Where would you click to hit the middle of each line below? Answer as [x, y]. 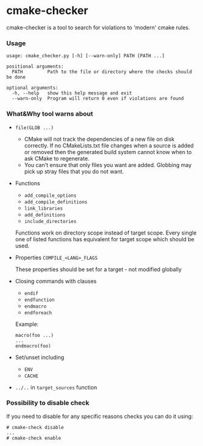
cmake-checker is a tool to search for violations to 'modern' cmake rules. [98, 27]
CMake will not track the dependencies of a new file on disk [99, 139]
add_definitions [45, 215]
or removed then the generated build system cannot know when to [108, 152]
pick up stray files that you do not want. [74, 171]
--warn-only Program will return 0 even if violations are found [98, 99]
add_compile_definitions [56, 202]
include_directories [50, 221]
